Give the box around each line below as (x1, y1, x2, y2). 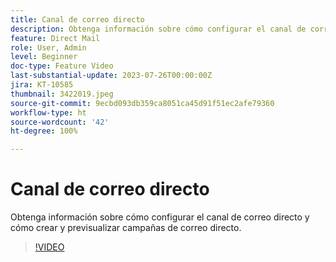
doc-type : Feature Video (10, 61, 114, 71)
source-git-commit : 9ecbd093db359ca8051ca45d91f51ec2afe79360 (10, 98, 275, 108)
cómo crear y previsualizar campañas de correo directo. (10, 222, 242, 234)
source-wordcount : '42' (10, 117, 110, 127)
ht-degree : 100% (10, 126, 78, 136)
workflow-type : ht (10, 107, 87, 118)
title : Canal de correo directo (10, 14, 145, 25)
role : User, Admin (10, 42, 87, 53)
